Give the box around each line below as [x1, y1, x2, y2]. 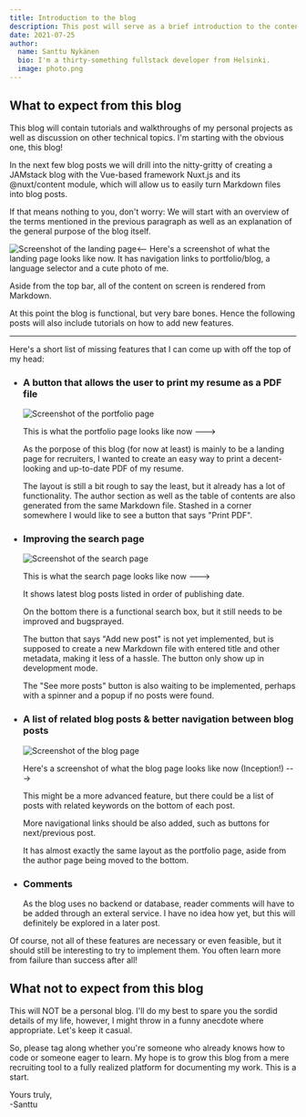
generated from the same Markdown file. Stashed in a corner [22, 499, 252, 511]
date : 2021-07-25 [9, 30, 76, 39]
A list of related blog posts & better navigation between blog [22, 713, 294, 726]
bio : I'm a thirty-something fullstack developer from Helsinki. [17, 56, 271, 65]
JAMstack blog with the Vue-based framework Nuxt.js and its [9, 169, 241, 180]
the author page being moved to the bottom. [22, 854, 189, 865]
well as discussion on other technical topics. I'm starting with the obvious [9, 131, 284, 142]
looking [22, 463, 51, 474]
